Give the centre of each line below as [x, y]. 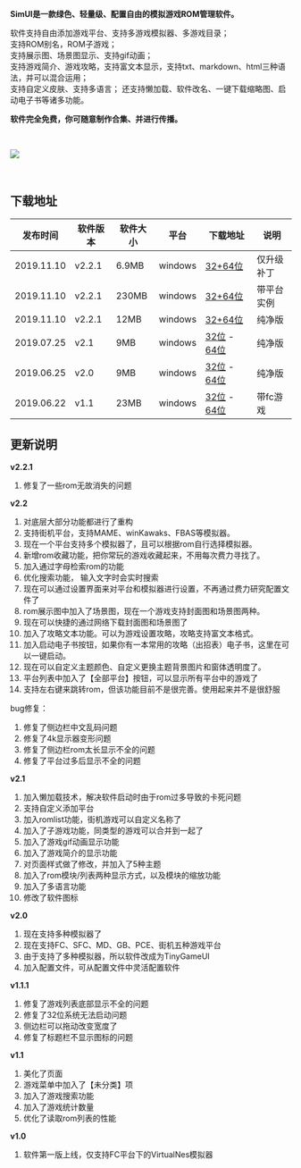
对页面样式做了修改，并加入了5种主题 [92, 864]
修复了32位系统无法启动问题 [75, 1014]
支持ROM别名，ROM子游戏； [63, 44]
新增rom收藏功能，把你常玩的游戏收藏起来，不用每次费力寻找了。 [144, 555]
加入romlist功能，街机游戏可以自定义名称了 [102, 819]
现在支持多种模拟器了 [62, 934]
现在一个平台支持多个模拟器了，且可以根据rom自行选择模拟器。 [140, 543]
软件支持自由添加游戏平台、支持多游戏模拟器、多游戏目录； [120, 33]
